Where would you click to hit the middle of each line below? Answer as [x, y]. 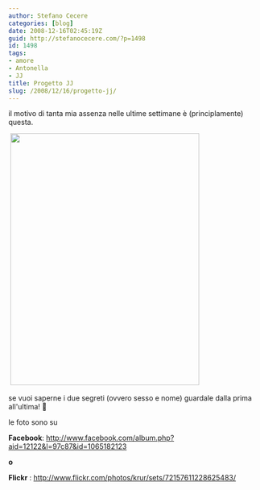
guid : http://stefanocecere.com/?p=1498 [77, 38]
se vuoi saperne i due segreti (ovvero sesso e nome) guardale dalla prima [130, 398]
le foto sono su [33, 422]
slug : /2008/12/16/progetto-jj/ [62, 91]
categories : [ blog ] [41, 23]
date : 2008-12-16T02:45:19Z [56, 31]
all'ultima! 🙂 [27, 407]
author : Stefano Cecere [48, 16]
